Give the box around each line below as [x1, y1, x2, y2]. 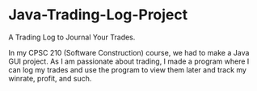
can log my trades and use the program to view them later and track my [8, 64, 246, 74]
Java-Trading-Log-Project [8, 6, 188, 24]
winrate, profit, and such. [8, 73, 92, 83]
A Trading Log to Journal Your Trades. [8, 32, 136, 42]
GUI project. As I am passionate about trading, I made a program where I [8, 56, 250, 66]
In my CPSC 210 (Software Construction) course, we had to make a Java [8, 48, 250, 57]
